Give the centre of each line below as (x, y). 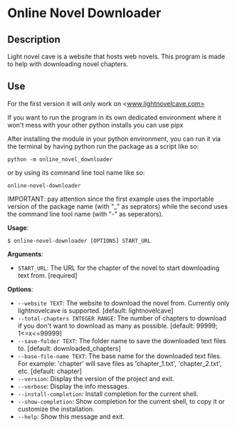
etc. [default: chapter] (49, 371)
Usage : (18, 228)
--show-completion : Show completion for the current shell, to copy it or (121, 401)
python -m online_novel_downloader (60, 159)
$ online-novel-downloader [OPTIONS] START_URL (79, 241)
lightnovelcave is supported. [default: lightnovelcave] (95, 310)
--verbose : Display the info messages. (73, 386)
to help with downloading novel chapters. (68, 64)
